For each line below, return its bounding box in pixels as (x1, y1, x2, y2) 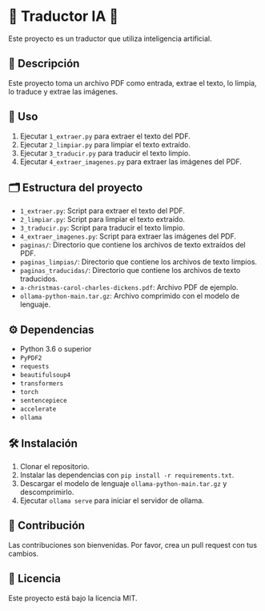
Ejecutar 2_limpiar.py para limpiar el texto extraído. (19, 139, 191, 149)
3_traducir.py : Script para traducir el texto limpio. (19, 223, 186, 233)
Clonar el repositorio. (19, 462, 90, 471)
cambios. (8, 549, 39, 558)
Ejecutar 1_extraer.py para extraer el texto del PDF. (19, 131, 191, 141)
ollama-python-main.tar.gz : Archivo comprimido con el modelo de (19, 291, 240, 301)
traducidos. (19, 274, 58, 283)
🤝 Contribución (8, 519, 86, 533)
